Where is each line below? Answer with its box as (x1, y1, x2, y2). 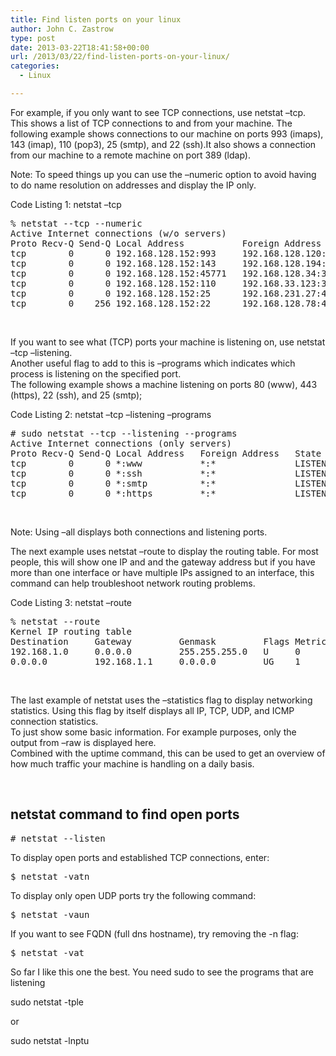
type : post (10, 33, 56, 43)
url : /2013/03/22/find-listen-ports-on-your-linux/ (10, 52, 230, 62)
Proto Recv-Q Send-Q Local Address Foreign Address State (10, 447, 322, 459)
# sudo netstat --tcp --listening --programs (10, 427, 238, 439)
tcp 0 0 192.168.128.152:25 (10, 287, 212, 299)
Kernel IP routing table (10, 626, 132, 637)
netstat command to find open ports (10, 806, 240, 823)
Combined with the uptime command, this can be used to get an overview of (10, 747, 326, 759)
